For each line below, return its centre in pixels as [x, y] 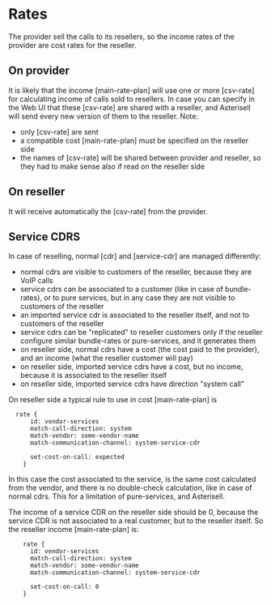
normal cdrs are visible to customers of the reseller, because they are [136, 272]
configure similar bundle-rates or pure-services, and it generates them [138, 341]
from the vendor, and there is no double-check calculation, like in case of [130, 488]
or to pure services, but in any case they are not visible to [140, 298]
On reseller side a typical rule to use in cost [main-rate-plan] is [112, 400]
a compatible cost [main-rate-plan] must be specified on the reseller [134, 140]
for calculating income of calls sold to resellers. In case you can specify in [131, 99]
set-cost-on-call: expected [77, 457]
